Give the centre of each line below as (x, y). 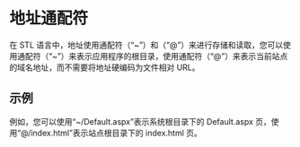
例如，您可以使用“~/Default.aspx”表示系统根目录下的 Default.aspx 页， (140, 121)
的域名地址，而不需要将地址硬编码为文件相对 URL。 (105, 67)
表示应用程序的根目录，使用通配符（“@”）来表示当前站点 (182, 56)
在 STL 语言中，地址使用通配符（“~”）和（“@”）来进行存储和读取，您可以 (146, 45)
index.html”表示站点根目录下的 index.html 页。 (116, 133)
